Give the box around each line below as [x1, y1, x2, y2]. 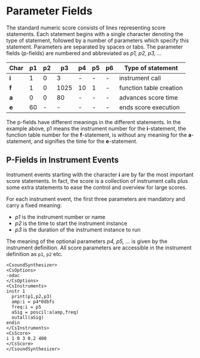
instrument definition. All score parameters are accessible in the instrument [6, 244, 192, 251]
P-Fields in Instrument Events [6, 155, 119, 166]
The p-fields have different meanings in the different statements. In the [6, 118, 181, 125]
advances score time [119, 93, 178, 101]
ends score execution [119, 103, 180, 112]
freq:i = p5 [11, 304, 42, 310]
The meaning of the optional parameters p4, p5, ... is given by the [6, 237, 168, 245]
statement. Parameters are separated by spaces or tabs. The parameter [6, 43, 183, 50]
